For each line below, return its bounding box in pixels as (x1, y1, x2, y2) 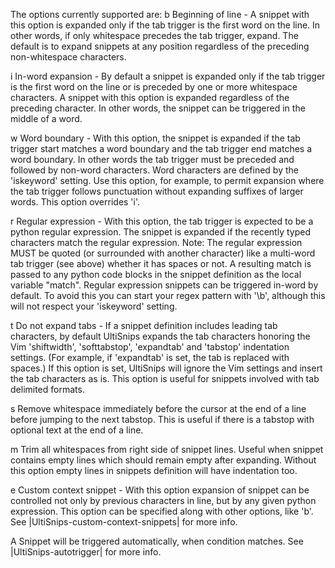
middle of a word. (10, 113, 83, 124)
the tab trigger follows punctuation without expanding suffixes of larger (10, 185, 304, 197)
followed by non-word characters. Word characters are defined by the (10, 164, 299, 176)
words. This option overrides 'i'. (10, 196, 141, 208)
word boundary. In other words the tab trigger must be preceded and (10, 154, 295, 165)
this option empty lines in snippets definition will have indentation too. (10, 465, 298, 476)
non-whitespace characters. (10, 51, 127, 63)
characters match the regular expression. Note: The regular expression (10, 237, 303, 248)
